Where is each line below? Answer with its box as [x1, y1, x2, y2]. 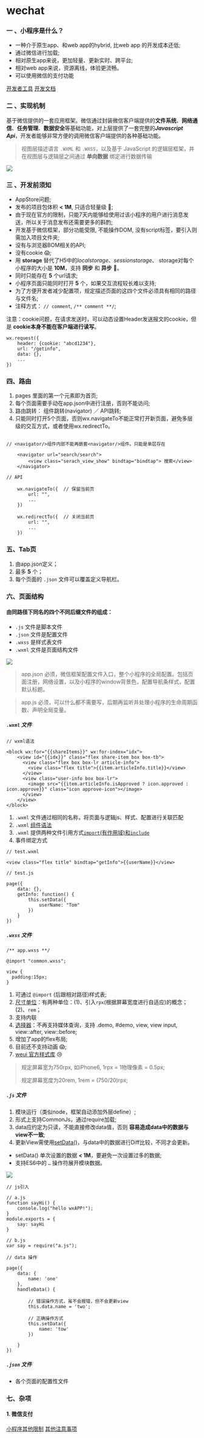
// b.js [6, 1237, 26, 1244]
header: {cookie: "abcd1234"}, [17, 341, 97, 347]
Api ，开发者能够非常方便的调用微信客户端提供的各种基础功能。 [6, 132, 165, 139]
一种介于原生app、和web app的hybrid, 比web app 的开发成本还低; [15, 41, 181, 49]
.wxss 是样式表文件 [15, 638, 63, 646]
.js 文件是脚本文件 [15, 623, 63, 630]
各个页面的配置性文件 [15, 1377, 69, 1384]
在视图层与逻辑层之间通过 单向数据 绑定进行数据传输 [21, 152, 152, 160]
